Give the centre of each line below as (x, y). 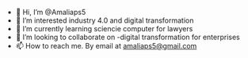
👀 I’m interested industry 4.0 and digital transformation (105, 20)
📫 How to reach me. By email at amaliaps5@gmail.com (106, 46)
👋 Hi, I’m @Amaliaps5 (51, 12)
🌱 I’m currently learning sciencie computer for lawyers (104, 29)
